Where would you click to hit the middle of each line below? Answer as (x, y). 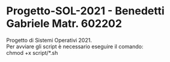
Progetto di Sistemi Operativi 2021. (49, 40)
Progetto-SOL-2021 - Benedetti (86, 11)
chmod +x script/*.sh (32, 52)
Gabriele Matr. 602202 (64, 24)
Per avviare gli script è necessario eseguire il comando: (75, 46)
